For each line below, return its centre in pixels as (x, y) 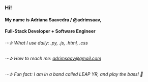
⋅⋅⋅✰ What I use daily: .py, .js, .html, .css (47, 43)
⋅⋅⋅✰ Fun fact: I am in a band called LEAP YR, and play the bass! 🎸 (74, 74)
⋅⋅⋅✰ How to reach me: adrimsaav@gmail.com (53, 58)
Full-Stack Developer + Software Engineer (50, 31)
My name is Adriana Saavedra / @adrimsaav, (53, 20)
